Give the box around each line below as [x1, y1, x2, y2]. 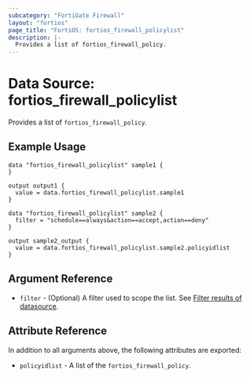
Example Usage [8, 140, 86, 154]
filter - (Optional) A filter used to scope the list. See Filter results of [19, 293, 242, 302]
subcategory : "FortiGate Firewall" [8, 11, 125, 20]
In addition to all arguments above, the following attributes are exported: [8, 345, 242, 354]
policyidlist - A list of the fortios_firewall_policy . [19, 360, 191, 370]
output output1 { [8, 182, 65, 190]
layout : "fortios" [8, 19, 68, 27]
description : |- [8, 33, 61, 42]
